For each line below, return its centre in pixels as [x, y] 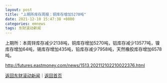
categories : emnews [25, 24]
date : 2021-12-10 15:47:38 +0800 [40, 19]
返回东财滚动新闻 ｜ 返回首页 [34, 76]
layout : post [19, 10]
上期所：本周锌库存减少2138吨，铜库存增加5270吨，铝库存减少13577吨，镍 [83, 43]
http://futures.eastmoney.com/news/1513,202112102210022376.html [75, 66]
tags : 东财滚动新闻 [23, 28]
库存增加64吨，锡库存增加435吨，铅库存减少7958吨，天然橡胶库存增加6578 [83, 49]
